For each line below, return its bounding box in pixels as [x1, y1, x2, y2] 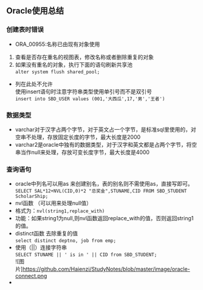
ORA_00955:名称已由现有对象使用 [15, 40, 100, 47]
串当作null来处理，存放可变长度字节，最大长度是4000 [15, 148, 150, 156]
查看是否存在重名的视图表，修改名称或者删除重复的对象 [15, 53, 154, 61]
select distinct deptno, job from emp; [15, 238, 117, 244]
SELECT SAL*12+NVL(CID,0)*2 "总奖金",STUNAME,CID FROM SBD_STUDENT [15, 188, 187, 194]
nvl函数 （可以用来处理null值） [15, 200, 92, 207]
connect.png [15, 272, 47, 280]
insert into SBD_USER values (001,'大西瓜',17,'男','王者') [15, 96, 165, 102]
